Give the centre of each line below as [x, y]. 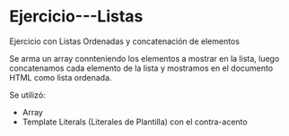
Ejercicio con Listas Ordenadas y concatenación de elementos [125, 41]
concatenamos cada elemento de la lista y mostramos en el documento [141, 68]
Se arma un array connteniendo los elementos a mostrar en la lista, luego [144, 58]
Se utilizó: [28, 95]
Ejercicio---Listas [76, 17]
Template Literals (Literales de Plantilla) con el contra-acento [135, 122]
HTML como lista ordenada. [61, 77]
